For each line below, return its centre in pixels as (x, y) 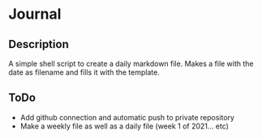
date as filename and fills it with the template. (84, 72)
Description (39, 44)
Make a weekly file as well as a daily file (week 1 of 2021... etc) (125, 126)
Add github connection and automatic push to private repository (127, 117)
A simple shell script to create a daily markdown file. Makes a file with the (131, 63)
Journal (35, 14)
